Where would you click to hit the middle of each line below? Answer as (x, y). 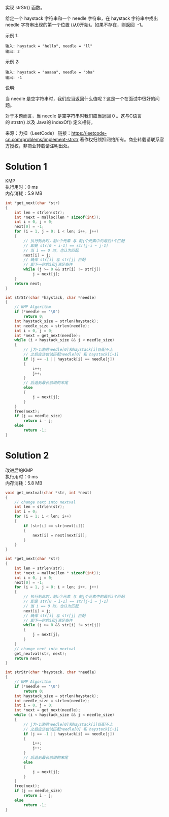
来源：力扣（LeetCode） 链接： (39, 133)
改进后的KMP (19, 470)
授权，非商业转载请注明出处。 (41, 146)
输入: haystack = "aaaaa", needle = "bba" (50, 72)
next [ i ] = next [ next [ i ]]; (60, 535)
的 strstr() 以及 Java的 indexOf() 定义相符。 (50, 122)
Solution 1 (26, 167)
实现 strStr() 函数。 (25, 7)
